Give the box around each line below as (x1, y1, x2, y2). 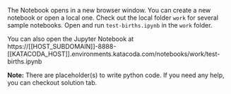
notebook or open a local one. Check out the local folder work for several (7, 13, 219, 22)
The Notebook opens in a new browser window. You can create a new (7, 6, 211, 14)
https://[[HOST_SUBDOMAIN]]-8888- (7, 42, 117, 50)
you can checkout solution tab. (7, 78, 97, 87)
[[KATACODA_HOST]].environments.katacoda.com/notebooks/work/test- (7, 49, 220, 58)
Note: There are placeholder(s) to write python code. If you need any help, (7, 71, 225, 79)
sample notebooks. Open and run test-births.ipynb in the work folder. (7, 21, 213, 29)
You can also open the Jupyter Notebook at (7, 35, 134, 43)
